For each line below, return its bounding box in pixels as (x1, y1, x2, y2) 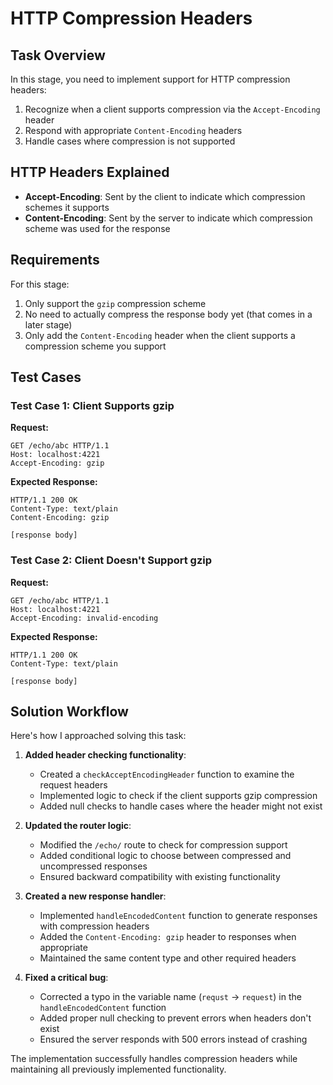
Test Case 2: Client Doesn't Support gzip (10, 553, 213, 567)
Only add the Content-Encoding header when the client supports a (24, 329, 296, 341)
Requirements (10, 252, 100, 269)
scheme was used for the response (24, 222, 171, 234)
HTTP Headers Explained (10, 164, 170, 181)
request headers (39, 779, 108, 791)
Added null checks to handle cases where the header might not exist (39, 800, 323, 812)
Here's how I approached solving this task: (10, 730, 187, 742)
